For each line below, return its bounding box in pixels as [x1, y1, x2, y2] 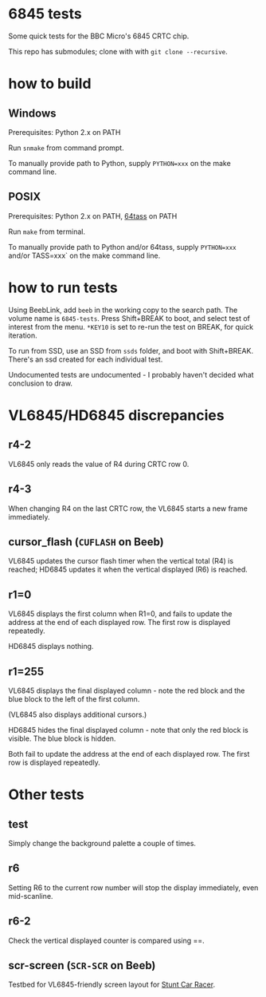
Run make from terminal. [8, 227, 86, 236]
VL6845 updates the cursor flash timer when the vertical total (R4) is [8, 556, 233, 566]
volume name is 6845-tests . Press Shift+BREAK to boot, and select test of [8, 313, 251, 323]
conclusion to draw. [8, 378, 73, 388]
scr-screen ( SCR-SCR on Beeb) [8, 959, 156, 972]
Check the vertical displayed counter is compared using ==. [8, 936, 205, 945]
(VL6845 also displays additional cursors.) [8, 710, 147, 719]
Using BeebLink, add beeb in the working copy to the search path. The [8, 305, 238, 315]
